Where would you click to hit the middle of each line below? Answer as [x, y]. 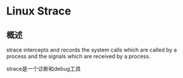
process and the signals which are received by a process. [78, 56]
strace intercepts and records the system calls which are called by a [92, 50]
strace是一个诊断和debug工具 [43, 69]
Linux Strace [39, 11]
